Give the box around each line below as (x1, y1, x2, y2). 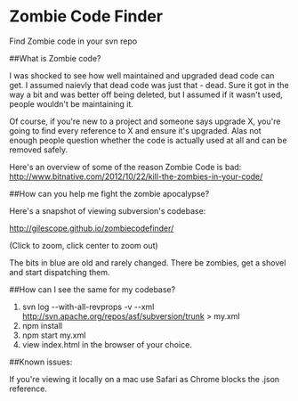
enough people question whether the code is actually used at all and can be (9, 135, 287, 145)
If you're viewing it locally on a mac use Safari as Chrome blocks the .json (9, 373, 280, 384)
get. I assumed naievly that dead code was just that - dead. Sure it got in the (9, 79, 289, 90)
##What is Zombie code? (9, 53, 101, 63)
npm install (21, 320, 63, 331)
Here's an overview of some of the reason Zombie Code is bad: (9, 161, 242, 172)
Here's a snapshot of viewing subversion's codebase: (9, 205, 206, 216)
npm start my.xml (21, 330, 86, 340)
